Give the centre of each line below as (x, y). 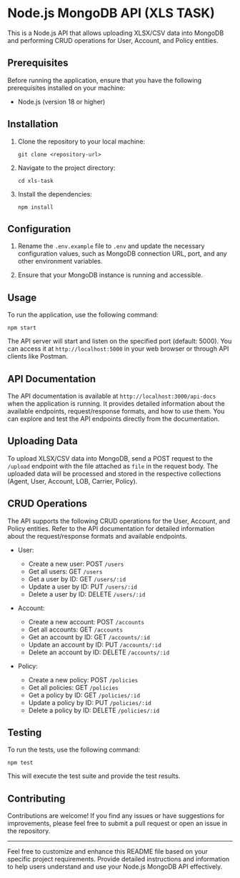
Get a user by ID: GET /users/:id (77, 579)
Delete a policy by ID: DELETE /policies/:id (94, 710)
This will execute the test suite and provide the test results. (94, 776)
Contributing (36, 798)
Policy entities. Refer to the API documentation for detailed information (111, 528)
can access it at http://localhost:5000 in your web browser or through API (118, 349)
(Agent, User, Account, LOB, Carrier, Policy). (72, 481)
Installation (33, 124)
